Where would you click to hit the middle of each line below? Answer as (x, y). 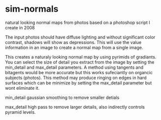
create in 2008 (20, 27)
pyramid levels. (20, 112)
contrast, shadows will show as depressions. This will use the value (73, 42)
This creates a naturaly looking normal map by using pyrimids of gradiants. (81, 57)
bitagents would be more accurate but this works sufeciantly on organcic (79, 72)
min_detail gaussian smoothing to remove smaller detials (62, 97)
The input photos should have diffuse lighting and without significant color (80, 37)
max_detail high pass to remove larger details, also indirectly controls (75, 107)
